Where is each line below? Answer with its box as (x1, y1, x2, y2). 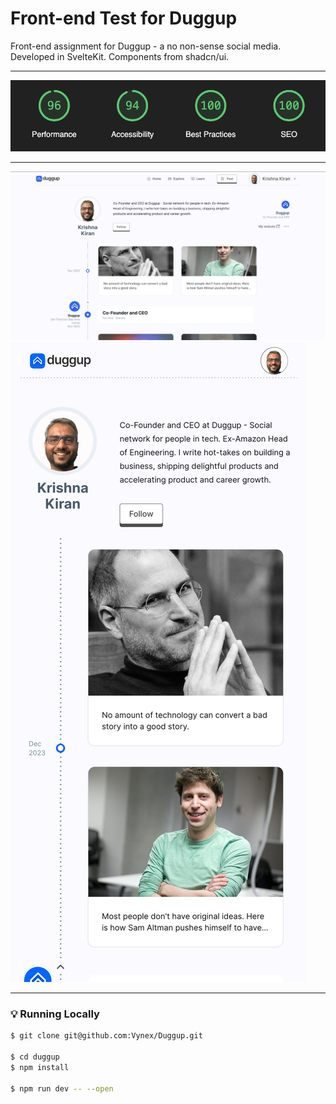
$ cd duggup (10, 1052, 60, 1062)
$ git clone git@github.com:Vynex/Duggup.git (10, 1031, 203, 1041)
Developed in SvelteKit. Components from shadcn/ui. (10, 50, 230, 62)
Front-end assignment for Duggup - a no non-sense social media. (10, 40, 282, 52)
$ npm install (10, 1062, 70, 1072)
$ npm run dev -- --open (10, 1083, 114, 1094)
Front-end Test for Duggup (10, 7, 238, 30)
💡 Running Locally (10, 1007, 100, 1021)
